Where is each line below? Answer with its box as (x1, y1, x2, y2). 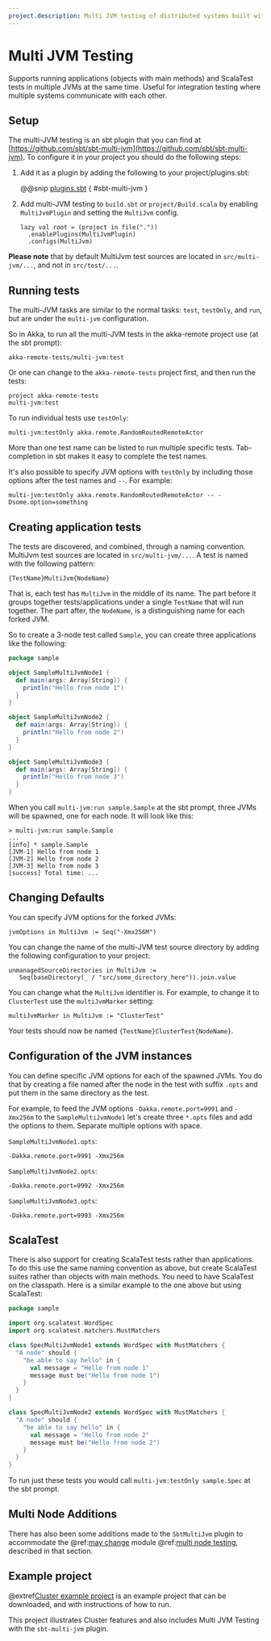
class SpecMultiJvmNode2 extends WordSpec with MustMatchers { (8, 1409, 226, 1417)
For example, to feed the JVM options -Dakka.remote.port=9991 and (8, 1103, 233, 1113)
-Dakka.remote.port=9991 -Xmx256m (8, 1152, 125, 1160)
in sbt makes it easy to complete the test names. (47, 451, 208, 461)
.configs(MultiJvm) (27, 237, 93, 246)
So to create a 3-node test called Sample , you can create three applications (8, 630, 256, 639)
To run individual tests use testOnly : (8, 413, 129, 423)
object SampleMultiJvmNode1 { (8, 668, 110, 676)
